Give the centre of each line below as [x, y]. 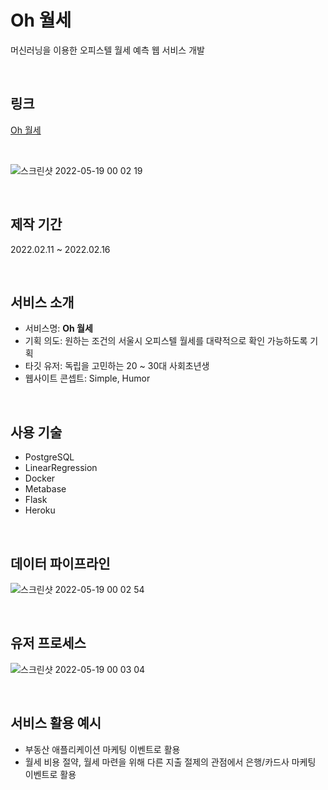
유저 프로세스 [48, 643]
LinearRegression [61, 468]
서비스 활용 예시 [56, 723]
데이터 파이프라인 [60, 563]
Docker [40, 478]
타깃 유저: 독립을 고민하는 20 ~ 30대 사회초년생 [117, 366]
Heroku [40, 510]
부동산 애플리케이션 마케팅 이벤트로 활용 [102, 749]
